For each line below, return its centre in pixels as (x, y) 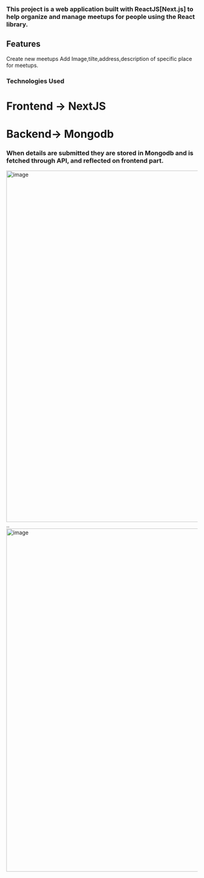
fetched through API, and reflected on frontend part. (85, 160)
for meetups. (22, 65)
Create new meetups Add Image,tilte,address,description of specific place (99, 58)
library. (17, 24)
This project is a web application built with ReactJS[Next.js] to (100, 9)
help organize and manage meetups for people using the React (101, 16)
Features (23, 44)
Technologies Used (36, 81)
